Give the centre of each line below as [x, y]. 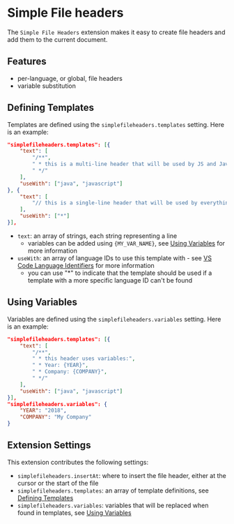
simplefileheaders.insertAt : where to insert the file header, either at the [122, 475]
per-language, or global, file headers [70, 78]
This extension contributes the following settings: [78, 462]
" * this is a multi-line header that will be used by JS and [124, 164]
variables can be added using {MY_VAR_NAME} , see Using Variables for [126, 243]
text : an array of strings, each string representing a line [97, 236]
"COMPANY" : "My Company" [56, 417]
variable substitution [47, 86]
